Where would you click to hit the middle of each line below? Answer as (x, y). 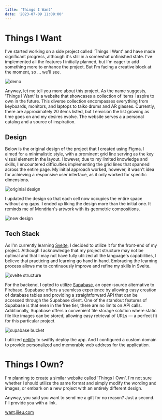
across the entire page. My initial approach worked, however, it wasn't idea (80, 169)
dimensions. (17, 180)
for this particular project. (30, 321)
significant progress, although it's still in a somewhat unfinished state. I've (79, 57)
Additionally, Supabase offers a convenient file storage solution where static (81, 311)
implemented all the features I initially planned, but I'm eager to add (72, 62)
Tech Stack (22, 234)
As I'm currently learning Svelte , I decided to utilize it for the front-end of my (81, 245)
